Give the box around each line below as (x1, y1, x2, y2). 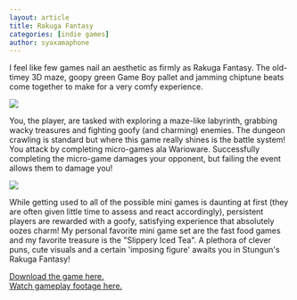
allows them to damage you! (9, 162, 113, 174)
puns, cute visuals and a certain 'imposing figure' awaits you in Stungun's (9, 245, 280, 255)
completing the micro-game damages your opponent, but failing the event (9, 154, 281, 164)
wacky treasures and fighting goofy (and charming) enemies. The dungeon (9, 125, 285, 136)
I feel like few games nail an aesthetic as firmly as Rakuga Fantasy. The (9, 62, 270, 73)
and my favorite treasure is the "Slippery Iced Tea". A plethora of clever (9, 235, 272, 246)
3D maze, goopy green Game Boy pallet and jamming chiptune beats (30, 72, 285, 83)
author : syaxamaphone (9, 37, 90, 47)
